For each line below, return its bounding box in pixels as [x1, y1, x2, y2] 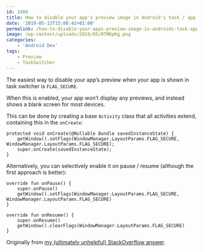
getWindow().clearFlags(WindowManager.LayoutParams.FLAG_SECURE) [17, 222, 185, 228]
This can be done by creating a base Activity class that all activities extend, [6, 112, 196, 120]
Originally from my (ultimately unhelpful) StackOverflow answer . [6, 238, 166, 245]
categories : [6, 37, 36, 43]
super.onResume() [17, 217, 61, 224]
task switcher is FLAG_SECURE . [6, 82, 79, 89]
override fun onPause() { [6, 180, 71, 186]
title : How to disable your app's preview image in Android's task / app [6, 15, 196, 21]
